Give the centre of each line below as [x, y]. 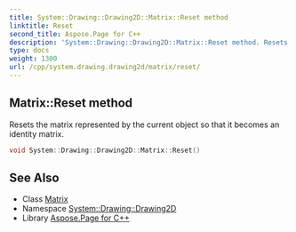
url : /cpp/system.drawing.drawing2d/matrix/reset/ [105, 68]
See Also [34, 177]
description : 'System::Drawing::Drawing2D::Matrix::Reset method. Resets [149, 42]
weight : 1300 [33, 59]
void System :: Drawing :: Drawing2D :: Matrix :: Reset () [105, 150]
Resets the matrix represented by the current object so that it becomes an [144, 124]
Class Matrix [45, 199]
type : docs [29, 51]
